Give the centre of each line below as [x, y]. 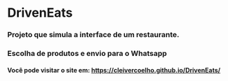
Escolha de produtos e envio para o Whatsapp [87, 54]
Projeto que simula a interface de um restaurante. [93, 35]
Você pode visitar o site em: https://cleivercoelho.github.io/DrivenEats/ [114, 70]
